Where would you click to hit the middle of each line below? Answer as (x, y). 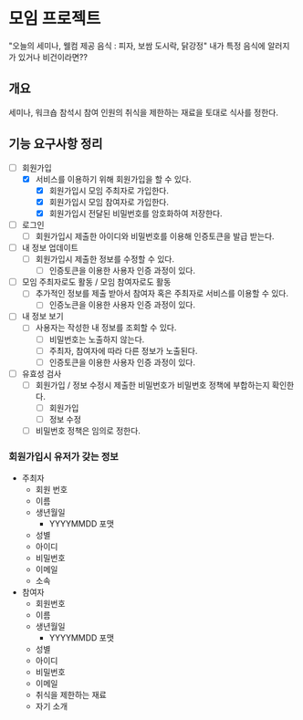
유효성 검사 (42, 373)
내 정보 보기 (43, 317)
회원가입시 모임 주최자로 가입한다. (109, 190)
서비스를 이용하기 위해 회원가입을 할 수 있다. (113, 179)
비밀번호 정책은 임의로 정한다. (88, 431)
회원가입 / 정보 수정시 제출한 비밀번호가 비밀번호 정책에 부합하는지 (152, 385)
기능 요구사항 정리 (56, 144)
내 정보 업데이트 (50, 248)
